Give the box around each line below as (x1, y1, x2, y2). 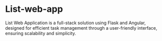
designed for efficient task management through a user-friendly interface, (5, 25, 157, 31)
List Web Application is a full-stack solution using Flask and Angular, (5, 20, 146, 26)
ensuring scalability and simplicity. (5, 30, 76, 36)
